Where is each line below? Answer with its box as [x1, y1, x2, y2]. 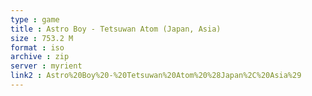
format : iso [10, 42, 65, 53]
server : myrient [10, 61, 83, 71]
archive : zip [10, 52, 70, 62]
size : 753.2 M [10, 33, 74, 43]
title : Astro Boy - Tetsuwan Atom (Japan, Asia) [10, 24, 222, 34]
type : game [10, 14, 60, 25]
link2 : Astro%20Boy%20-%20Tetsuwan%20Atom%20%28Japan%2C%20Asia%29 [10, 71, 302, 81]
